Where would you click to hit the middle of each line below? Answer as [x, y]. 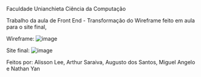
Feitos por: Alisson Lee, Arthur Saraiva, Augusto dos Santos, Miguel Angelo [101, 62]
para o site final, [26, 27]
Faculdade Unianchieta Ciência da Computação [66, 9]
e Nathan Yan [23, 69]
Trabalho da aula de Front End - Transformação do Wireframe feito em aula [100, 20]
